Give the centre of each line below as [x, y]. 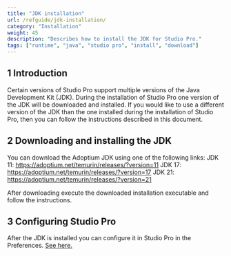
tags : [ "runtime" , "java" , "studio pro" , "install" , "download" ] [103, 45]
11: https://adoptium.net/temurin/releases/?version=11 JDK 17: [94, 164]
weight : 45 [23, 33]
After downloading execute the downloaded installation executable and [108, 193]
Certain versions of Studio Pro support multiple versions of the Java [103, 89]
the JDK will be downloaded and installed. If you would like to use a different [115, 105]
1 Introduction [37, 73]
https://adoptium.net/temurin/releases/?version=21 [79, 179]
